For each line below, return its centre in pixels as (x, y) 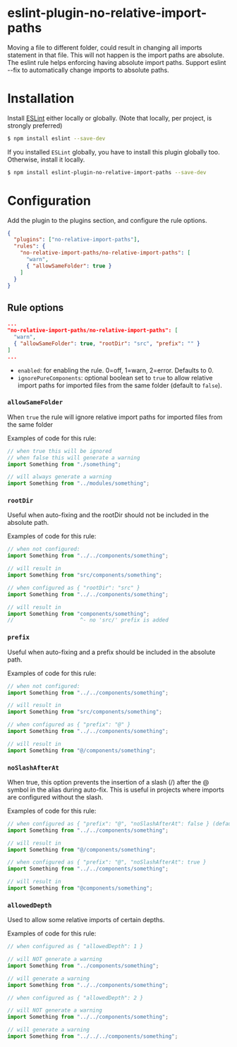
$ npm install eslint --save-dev (56, 138)
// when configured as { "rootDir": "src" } (74, 588)
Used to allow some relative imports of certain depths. (86, 920)
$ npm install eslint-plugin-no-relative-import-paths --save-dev (107, 172)
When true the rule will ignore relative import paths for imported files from (115, 417)
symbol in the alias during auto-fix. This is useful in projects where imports (116, 789)
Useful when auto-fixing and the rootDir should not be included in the (108, 515)
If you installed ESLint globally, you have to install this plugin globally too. (114, 152)
